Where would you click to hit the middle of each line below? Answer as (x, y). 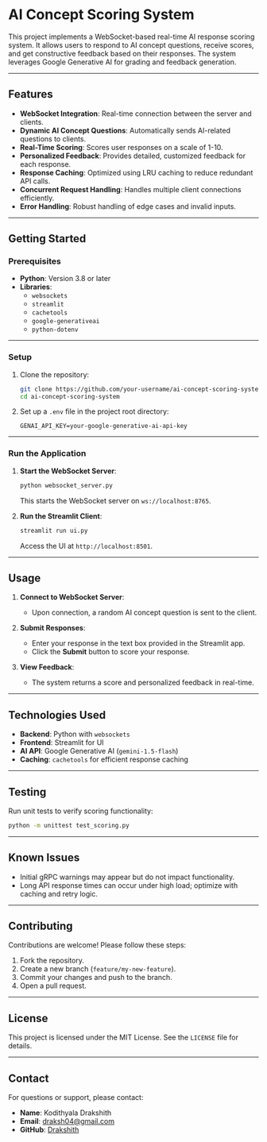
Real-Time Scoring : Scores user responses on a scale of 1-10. (122, 147)
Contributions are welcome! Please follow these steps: (97, 945)
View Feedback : (47, 667)
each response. (45, 164)
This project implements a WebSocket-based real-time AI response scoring (132, 37)
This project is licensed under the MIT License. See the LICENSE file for (123, 1037)
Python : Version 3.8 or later (65, 279)
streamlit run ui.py (54, 530)
